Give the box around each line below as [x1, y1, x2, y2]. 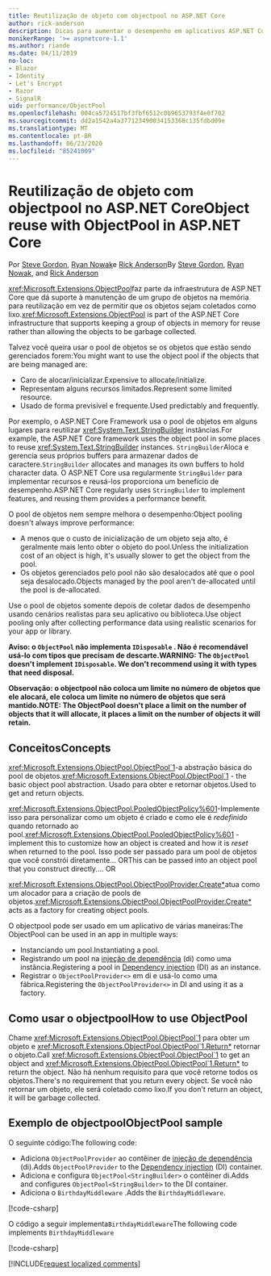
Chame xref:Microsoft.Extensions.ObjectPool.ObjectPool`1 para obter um [8, 1032, 250, 1042]
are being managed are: [8, 360, 88, 370]
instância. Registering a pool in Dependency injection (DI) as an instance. [19, 962, 261, 973]
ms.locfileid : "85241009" [8, 147, 95, 155]
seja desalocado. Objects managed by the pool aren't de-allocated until [19, 576, 256, 586]
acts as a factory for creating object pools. [8, 906, 150, 915]
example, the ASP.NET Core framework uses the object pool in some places [8, 433, 261, 444]
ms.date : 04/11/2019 [8, 49, 78, 57]
